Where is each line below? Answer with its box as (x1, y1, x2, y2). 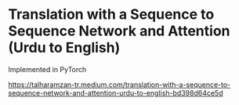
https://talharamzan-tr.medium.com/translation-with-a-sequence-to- (8, 80, 231, 89)
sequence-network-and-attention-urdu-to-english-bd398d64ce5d (8, 88, 223, 97)
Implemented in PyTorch (8, 64, 87, 74)
